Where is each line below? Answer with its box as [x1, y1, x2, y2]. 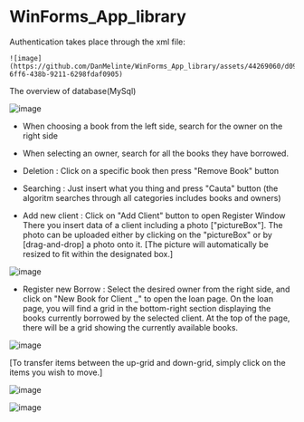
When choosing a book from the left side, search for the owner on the [22, 120, 283, 131]
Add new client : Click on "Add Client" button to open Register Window [22, 210, 287, 221]
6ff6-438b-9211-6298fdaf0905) [9, 70, 124, 79]
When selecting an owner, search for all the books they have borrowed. [22, 148, 290, 158]
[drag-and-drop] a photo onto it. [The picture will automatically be [22, 238, 269, 250]
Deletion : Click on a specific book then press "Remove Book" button [22, 165, 280, 176]
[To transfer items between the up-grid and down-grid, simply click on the [9, 357, 287, 368]
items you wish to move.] [9, 367, 103, 378]
